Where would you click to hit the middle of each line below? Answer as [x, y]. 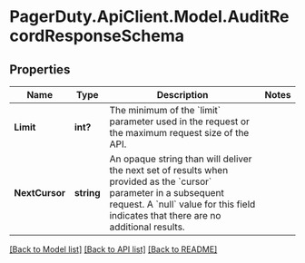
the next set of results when [169, 170]
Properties [40, 69]
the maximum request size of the [179, 133]
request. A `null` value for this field [182, 204]
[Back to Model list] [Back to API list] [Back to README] [113, 249]
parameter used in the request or [179, 122]
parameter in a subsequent [167, 193]
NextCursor [40, 193]
